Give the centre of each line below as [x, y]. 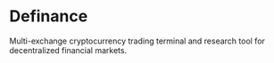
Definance [49, 16]
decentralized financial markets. [68, 50]
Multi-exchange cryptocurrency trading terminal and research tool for [137, 41]
